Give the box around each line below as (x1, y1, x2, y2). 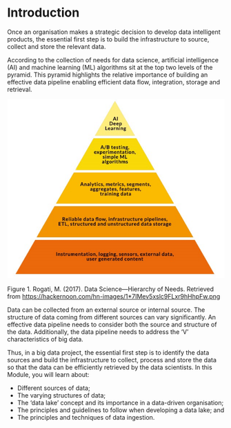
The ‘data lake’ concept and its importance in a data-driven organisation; (17, 399, 224, 407)
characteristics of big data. (7, 335, 84, 344)
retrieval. (7, 85, 32, 93)
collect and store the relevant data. (7, 42, 106, 50)
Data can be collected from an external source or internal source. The (7, 306, 205, 314)
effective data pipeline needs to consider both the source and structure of (7, 320, 217, 329)
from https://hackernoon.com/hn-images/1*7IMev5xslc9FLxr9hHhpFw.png (7, 292, 221, 301)
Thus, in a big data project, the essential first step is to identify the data (7, 348, 210, 357)
